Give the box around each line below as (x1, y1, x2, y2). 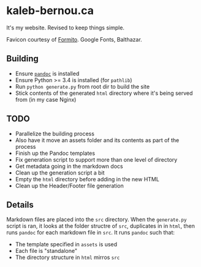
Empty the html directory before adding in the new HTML (15, 175, 159, 182)
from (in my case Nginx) (15, 96, 77, 103)
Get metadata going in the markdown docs (15, 162, 124, 170)
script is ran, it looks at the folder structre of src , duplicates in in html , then (6, 222, 195, 230)
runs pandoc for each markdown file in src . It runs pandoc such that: (6, 229, 175, 236)
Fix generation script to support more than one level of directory (15, 156, 178, 163)
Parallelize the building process (15, 130, 95, 137)
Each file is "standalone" (15, 247, 78, 255)
